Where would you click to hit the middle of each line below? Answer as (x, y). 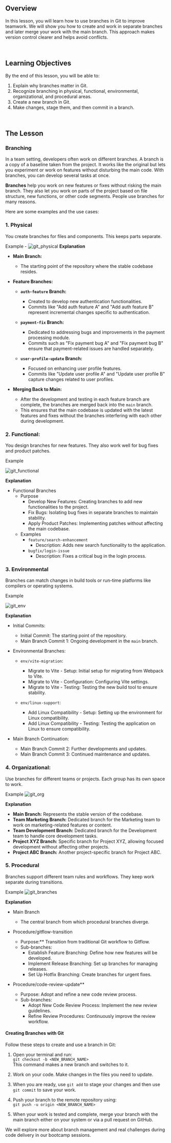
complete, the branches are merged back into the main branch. (86, 404)
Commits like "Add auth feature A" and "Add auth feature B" (91, 307)
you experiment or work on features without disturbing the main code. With (84, 170)
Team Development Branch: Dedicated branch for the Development (85, 830)
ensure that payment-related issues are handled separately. (91, 348)
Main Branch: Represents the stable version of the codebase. (78, 814)
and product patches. (28, 450)
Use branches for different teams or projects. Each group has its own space (85, 779)
